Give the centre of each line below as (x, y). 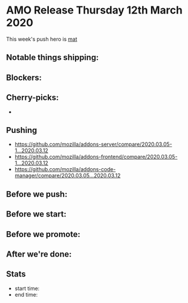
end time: (26, 294)
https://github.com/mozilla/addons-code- (65, 169)
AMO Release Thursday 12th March (94, 10)
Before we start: (36, 214)
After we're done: (39, 254)
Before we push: (37, 194)
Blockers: (24, 77)
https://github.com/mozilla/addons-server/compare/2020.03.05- (93, 144)
